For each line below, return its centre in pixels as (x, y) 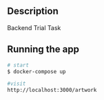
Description (33, 11)
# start (18, 65)
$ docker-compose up (37, 71)
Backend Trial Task (34, 27)
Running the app (43, 50)
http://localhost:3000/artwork (52, 90)
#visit (17, 84)
